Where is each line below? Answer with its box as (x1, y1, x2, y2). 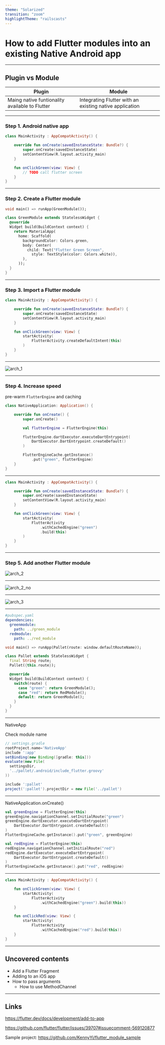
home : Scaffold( (18, 233, 52, 239)
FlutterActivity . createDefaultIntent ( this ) (31, 338, 122, 344)
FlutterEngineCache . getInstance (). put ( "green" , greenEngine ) (5, 832, 133, 837)
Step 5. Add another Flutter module (5, 559, 91, 566)
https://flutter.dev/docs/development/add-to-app (5, 1015, 105, 1021)
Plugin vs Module (5, 73, 59, 82)
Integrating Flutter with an (79, 96, 139, 103)
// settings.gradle (5, 741, 45, 746)
